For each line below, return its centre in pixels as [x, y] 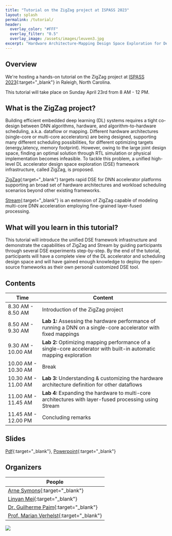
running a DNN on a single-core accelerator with [101, 328]
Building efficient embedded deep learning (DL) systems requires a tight [81, 121]
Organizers [24, 467]
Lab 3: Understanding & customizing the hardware [102, 378]
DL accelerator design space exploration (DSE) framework [78, 164]
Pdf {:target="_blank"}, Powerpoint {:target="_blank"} [61, 451]
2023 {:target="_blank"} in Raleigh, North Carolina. [58, 82]
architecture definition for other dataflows [92, 385]
